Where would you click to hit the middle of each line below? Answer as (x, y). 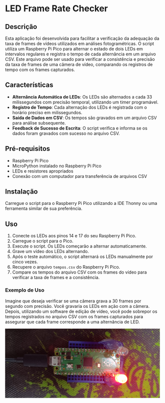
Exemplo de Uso (25, 290)
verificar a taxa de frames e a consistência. (56, 277)
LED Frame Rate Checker (56, 9)
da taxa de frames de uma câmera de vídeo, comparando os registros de (79, 64)
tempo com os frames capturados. (40, 70)
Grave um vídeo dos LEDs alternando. (51, 252)
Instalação (22, 192)
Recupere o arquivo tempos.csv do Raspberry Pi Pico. (66, 267)
